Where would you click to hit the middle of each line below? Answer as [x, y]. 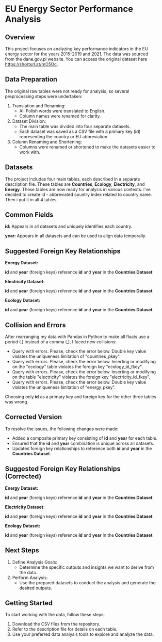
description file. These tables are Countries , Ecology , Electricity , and [75, 184]
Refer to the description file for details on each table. [65, 629]
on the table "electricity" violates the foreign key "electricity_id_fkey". [81, 377]
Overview [20, 37]
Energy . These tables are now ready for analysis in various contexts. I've [78, 189]
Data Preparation [31, 79]
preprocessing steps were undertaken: [44, 96]
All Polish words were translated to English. [62, 111]
